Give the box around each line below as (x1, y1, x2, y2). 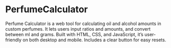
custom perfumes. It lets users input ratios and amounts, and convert (5, 26, 151, 32)
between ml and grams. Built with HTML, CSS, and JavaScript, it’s (5, 31, 144, 37)
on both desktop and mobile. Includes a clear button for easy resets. (22, 37, 166, 43)
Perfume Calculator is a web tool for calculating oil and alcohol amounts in (5, 20, 162, 27)
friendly (5, 37, 22, 43)
